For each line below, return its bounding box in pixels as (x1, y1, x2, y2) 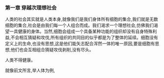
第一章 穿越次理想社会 (5, 4, 57, 11)
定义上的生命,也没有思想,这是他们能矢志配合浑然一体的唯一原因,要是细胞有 (5, 40, 156, 47)
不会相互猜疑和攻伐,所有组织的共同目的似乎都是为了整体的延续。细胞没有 (10, 35, 159, 40)
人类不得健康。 (5, 57, 35, 63)
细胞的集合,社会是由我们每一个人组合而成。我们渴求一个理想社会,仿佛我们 (5, 22, 154, 28)
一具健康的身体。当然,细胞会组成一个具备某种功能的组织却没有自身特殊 (9, 28, 153, 35)
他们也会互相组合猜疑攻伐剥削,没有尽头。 (10, 47, 94, 53)
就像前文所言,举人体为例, (5, 67, 55, 74)
